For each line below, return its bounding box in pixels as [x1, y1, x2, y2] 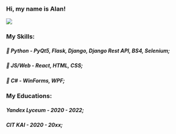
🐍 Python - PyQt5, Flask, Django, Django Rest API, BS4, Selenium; [6, 47, 170, 54]
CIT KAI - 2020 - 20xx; [6, 121, 63, 128]
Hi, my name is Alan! [6, 5, 66, 13]
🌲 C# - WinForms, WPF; [6, 77, 65, 84]
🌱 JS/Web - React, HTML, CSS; [6, 62, 84, 69]
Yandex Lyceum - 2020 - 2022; [6, 106, 84, 113]
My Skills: [6, 32, 35, 41]
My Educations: [6, 91, 52, 100]
